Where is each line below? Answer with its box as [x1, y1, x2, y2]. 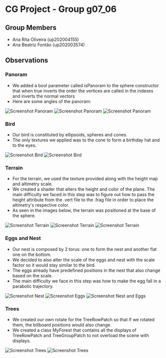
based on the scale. [12, 272, 53, 278]
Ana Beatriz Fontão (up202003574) [12, 42, 85, 48]
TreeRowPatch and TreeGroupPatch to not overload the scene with [12, 332, 149, 338]
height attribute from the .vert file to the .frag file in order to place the [12, 197, 154, 203]
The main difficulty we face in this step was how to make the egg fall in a [12, 278, 161, 284]
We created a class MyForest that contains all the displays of [12, 327, 137, 333]
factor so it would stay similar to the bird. [12, 262, 96, 268]
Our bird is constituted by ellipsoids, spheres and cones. [12, 131, 128, 137]
